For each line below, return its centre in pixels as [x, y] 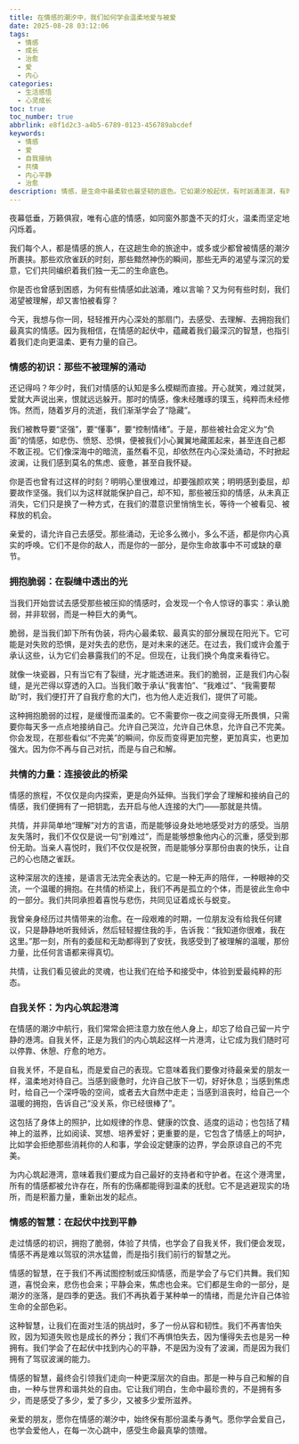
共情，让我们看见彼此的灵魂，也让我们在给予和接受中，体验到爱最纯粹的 [141, 971]
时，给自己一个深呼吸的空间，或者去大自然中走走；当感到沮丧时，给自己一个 [149, 1092]
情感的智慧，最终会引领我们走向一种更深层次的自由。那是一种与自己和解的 [145, 1378]
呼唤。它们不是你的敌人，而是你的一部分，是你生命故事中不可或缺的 [149, 546]
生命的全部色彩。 [40, 1307]
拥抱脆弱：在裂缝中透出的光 [69, 582]
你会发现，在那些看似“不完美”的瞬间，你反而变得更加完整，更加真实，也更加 [149, 737]
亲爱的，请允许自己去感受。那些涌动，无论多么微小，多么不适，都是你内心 [145, 534]
